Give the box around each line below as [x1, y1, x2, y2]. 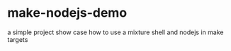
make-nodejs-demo [7, 5, 128, 21]
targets [7, 35, 28, 43]
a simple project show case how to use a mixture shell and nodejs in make [7, 28, 224, 36]
